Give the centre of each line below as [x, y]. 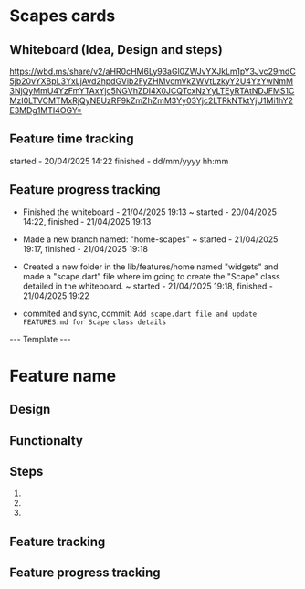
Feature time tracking [72, 139]
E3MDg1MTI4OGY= [46, 110]
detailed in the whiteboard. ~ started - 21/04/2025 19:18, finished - [148, 286]
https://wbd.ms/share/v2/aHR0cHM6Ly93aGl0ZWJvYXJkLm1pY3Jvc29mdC [153, 71]
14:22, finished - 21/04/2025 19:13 [87, 221]
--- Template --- [40, 339]
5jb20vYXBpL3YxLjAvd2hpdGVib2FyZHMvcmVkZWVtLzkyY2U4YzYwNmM [152, 81]
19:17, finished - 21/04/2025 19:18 [85, 248]
